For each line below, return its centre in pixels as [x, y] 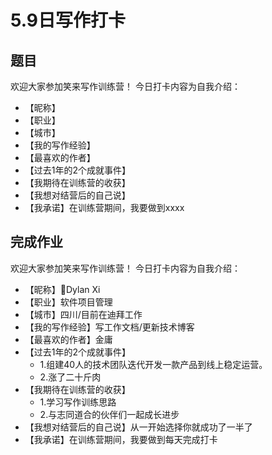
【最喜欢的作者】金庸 [68, 339]
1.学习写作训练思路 [78, 402]
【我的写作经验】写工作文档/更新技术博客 [109, 327]
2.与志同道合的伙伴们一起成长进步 [109, 414]
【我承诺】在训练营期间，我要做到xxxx [104, 207]
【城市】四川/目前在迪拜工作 [83, 314]
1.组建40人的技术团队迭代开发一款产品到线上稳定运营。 [153, 364]
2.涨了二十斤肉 [70, 377]
